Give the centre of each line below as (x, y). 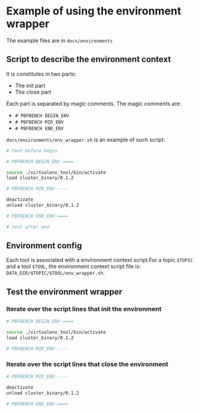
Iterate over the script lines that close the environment (87, 364)
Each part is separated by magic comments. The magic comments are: (94, 103)
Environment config (44, 246)
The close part (33, 92)
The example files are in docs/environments (60, 40)
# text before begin (32, 151)
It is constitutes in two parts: (41, 74)
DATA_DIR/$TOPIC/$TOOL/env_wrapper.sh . (56, 273)
